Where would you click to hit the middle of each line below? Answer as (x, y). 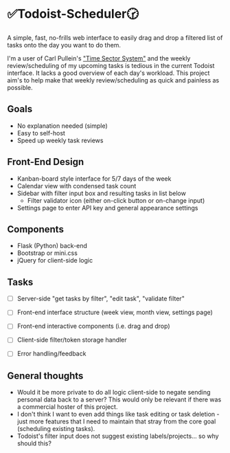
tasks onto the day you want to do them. (64, 45)
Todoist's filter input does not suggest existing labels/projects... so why (118, 436)
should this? (34, 443)
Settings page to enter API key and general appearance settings (107, 208)
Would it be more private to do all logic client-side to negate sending (114, 393)
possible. (20, 87)
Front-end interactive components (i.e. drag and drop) (93, 326)
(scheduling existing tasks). (56, 429)
